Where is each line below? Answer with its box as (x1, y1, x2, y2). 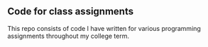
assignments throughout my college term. (7, 32, 130, 40)
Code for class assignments (7, 6, 133, 18)
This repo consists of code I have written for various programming (7, 24, 201, 32)
